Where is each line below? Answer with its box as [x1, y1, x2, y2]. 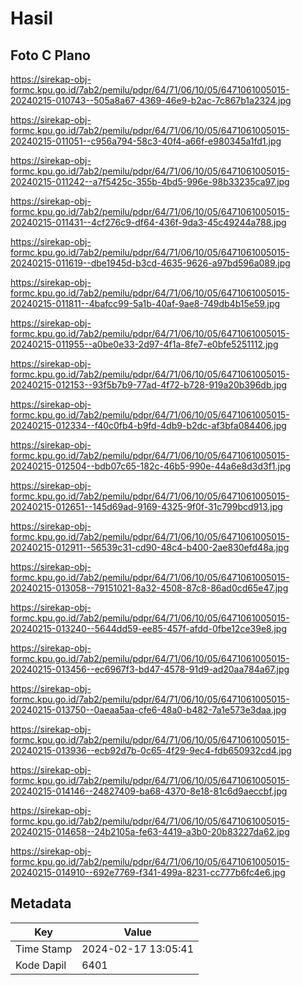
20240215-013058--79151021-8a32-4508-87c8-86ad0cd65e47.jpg [10, 582, 289, 594]
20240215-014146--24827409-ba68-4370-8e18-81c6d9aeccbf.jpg [10, 785, 288, 797]
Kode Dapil [15, 958, 67, 972]
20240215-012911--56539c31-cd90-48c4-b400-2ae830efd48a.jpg [10, 542, 290, 553]
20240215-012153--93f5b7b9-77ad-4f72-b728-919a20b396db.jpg [10, 379, 288, 391]
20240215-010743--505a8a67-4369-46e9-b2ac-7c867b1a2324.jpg [10, 95, 292, 106]
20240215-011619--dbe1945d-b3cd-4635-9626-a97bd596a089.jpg [10, 257, 291, 269]
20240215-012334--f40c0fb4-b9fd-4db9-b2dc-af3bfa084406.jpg [10, 420, 287, 431]
